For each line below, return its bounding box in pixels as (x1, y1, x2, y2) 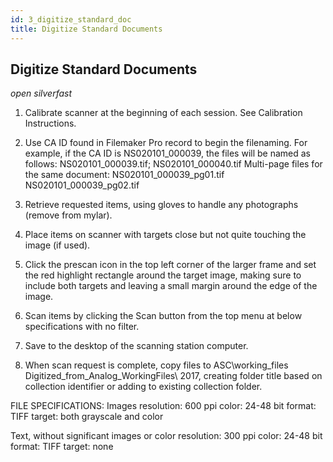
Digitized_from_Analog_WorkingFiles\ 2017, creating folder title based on (24, 370, 323, 382)
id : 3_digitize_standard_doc (10, 14, 132, 25)
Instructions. (24, 117, 77, 130)
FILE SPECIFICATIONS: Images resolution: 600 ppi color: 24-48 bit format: (10, 400, 317, 412)
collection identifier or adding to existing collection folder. (24, 381, 263, 393)
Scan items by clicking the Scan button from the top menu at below (24, 310, 303, 322)
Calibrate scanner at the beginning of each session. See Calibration (24, 107, 303, 119)
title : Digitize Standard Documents (10, 24, 163, 34)
